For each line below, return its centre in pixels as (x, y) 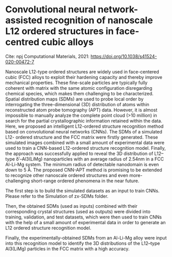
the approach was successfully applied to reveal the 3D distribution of (79, 153)
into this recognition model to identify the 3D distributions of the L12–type (83, 243)
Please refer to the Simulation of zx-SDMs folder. (57, 196)
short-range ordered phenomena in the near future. (85, 181)
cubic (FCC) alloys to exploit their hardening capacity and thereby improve (84, 77)
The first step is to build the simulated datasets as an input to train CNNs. (82, 190)
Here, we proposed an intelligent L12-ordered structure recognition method (84, 126)
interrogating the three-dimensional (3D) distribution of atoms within (77, 104)
